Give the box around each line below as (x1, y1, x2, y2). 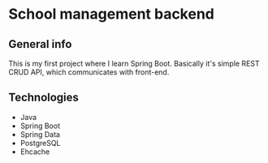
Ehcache (19, 147, 50, 157)
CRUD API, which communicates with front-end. (8, 67, 170, 77)
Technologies (8, 91, 80, 105)
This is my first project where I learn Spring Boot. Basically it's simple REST (8, 58, 260, 68)
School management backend (8, 5, 215, 24)
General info (8, 37, 72, 51)
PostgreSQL (19, 138, 61, 148)
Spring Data (19, 129, 61, 139)
